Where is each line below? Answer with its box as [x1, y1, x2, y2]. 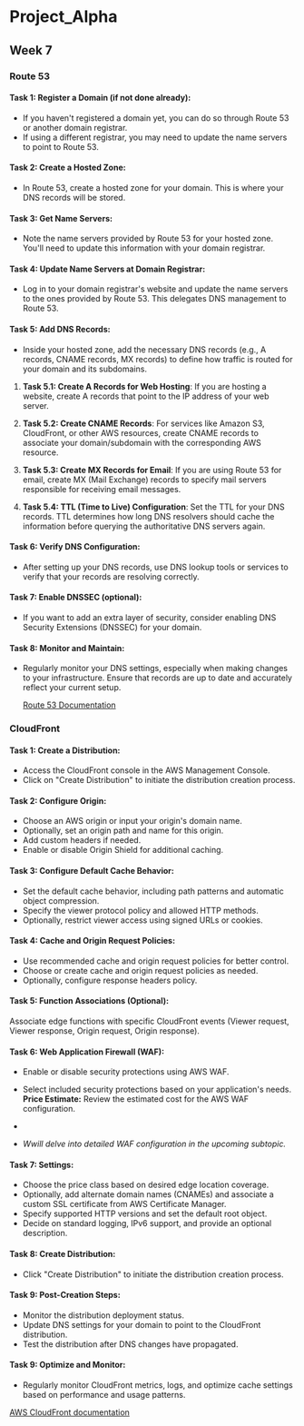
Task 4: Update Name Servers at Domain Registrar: [9, 263, 206, 274]
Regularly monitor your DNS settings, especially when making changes [22, 663, 289, 674]
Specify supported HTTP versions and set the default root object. [22, 1208, 268, 1219]
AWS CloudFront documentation [9, 1407, 130, 1418]
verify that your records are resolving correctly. [22, 570, 200, 582]
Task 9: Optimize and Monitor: [9, 1360, 126, 1371]
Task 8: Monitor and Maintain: [9, 642, 125, 653]
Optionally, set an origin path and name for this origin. [22, 825, 224, 837]
